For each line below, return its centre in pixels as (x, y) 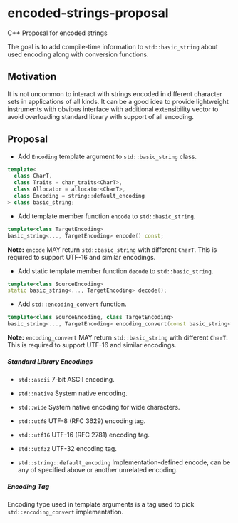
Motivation (32, 77)
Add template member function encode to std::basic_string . (107, 216)
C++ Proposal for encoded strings (58, 33)
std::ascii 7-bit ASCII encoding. (66, 380)
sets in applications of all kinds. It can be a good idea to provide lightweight (118, 101)
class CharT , (33, 176)
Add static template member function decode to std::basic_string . (115, 271)
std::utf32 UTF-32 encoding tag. (67, 449)
